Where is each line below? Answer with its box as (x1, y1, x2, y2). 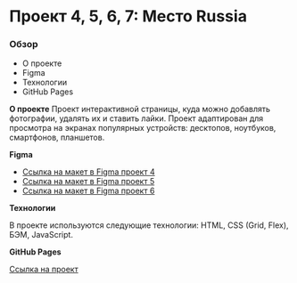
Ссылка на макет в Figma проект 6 (21, 185, 155, 197)
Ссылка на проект (9, 264, 78, 275)
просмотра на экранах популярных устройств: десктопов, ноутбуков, (9, 123, 276, 133)
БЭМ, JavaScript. (9, 230, 74, 240)
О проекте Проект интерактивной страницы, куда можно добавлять (9, 104, 270, 115)
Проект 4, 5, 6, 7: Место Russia (9, 6, 248, 27)
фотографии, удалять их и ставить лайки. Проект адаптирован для (9, 113, 264, 124)
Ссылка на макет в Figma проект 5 (21, 176, 155, 187)
